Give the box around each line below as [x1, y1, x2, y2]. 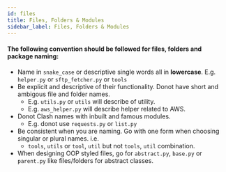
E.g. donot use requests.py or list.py [27, 119, 137, 127]
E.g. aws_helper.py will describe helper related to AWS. [27, 104, 186, 113]
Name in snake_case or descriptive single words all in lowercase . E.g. [17, 68, 216, 76]
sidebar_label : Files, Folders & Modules [7, 23, 130, 30]
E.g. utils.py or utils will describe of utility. [27, 97, 156, 105]
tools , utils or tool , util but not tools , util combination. [27, 141, 195, 150]
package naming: [7, 52, 59, 60]
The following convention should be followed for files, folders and [7, 45, 202, 53]
